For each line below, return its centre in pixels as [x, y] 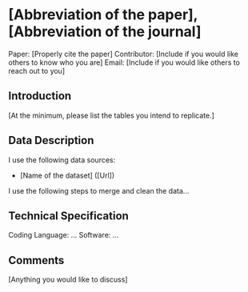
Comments [36, 260]
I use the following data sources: [62, 160]
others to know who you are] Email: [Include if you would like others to [124, 62]
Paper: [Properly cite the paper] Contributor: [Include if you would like [123, 54]
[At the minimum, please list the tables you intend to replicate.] [111, 115]
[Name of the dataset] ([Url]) [67, 175]
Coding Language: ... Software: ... [64, 235]
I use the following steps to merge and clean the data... [99, 190]
